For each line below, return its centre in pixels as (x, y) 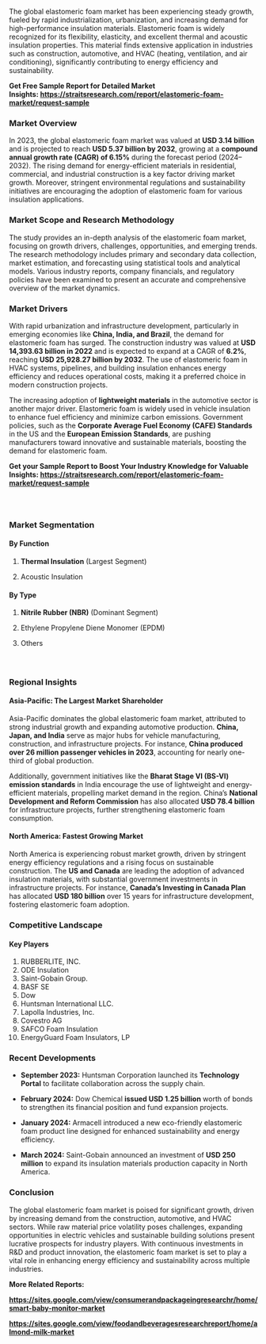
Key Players (29, 944)
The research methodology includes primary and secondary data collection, (133, 254)
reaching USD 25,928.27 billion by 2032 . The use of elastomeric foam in (128, 359)
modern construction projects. (59, 385)
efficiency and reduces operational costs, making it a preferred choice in (127, 376)
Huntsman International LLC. (67, 1004)
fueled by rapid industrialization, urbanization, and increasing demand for (129, 20)
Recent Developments (52, 1058)
